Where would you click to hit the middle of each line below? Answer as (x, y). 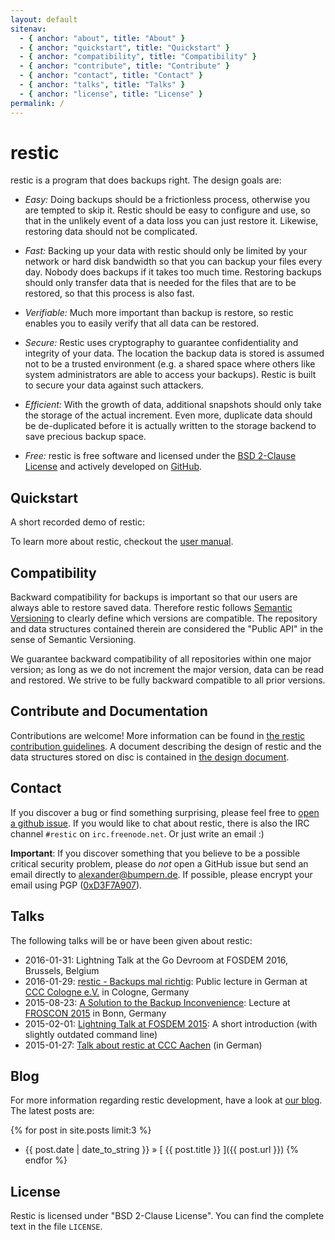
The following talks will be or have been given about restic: (131, 940)
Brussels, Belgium (62, 970)
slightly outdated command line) (91, 1034)
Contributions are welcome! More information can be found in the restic (158, 735)
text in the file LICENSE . (56, 1227)
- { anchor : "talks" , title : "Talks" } (102, 85)
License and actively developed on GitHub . (113, 467)
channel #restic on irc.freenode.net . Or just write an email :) (137, 833)
